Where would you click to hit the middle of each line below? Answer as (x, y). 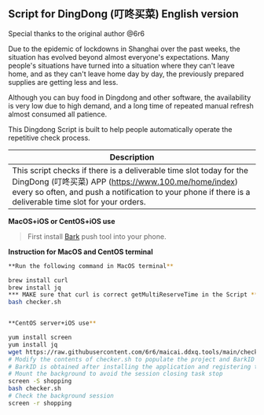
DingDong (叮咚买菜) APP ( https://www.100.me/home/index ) (125, 182)
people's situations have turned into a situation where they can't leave (121, 65)
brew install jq (35, 288)
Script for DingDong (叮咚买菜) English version (123, 14)
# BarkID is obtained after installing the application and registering (130, 367)
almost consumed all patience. (58, 114)
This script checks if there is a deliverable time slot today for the (130, 170)
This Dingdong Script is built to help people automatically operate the (120, 129)
